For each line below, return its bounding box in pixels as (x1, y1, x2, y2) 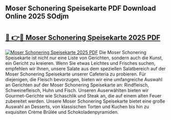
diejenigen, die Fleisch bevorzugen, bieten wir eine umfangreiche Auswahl (5, 77, 163, 82)
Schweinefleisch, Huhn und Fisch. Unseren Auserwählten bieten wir (5, 87, 149, 93)
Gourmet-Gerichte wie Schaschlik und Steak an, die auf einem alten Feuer (5, 93, 162, 99)
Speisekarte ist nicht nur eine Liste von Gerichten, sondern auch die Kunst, (5, 55, 163, 61)
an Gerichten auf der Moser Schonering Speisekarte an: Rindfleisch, (5, 82, 149, 88)
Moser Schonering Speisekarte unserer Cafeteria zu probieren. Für (5, 71, 146, 77)
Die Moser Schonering (99, 50, 147, 55)
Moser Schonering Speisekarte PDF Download (5, 4, 156, 13)
